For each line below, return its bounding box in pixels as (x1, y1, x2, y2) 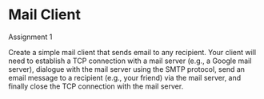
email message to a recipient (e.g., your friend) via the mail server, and (8, 73, 242, 82)
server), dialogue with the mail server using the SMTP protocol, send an (8, 64, 246, 73)
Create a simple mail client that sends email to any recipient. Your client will (8, 47, 257, 57)
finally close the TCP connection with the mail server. (8, 81, 184, 91)
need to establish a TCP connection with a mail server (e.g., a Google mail (8, 56, 252, 65)
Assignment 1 (8, 32, 53, 42)
